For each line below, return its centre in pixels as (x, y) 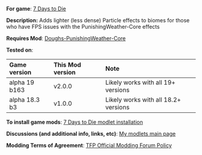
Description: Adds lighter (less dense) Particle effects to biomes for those (98, 20)
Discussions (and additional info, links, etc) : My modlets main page (91, 134)
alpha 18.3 (25, 100)
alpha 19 (22, 82)
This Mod (67, 65)
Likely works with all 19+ (140, 82)
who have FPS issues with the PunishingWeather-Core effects (83, 27)
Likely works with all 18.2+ (143, 100)
